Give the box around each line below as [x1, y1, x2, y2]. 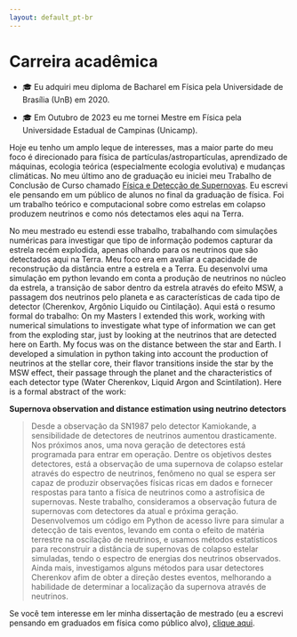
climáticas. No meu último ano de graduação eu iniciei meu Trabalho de [9, 170, 272, 181]
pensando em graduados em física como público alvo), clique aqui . [9, 617, 255, 628]
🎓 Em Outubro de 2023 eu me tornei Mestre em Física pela [21, 112, 242, 123]
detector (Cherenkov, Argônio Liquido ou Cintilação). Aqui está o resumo [9, 301, 276, 311]
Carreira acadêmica [9, 51, 158, 71]
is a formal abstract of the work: [9, 386, 126, 397]
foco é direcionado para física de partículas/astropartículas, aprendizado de [9, 151, 288, 162]
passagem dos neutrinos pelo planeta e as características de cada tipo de [9, 291, 280, 302]
